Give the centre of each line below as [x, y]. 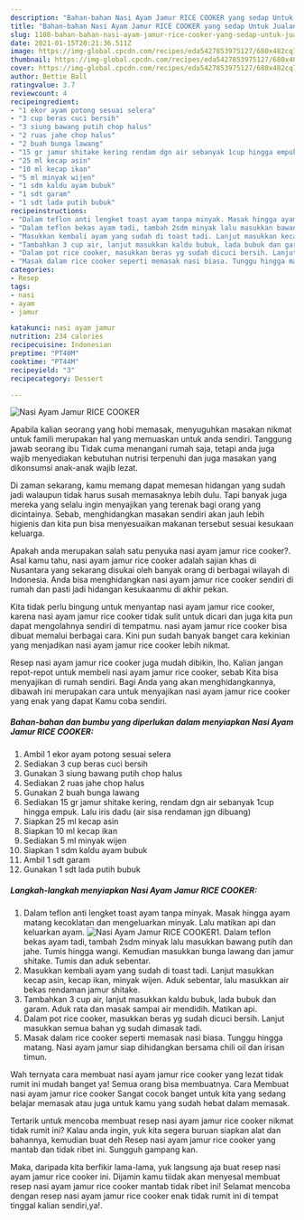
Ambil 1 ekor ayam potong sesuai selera [97, 755]
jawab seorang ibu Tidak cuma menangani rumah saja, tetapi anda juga [143, 449]
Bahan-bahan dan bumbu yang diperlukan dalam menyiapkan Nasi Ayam [152, 722]
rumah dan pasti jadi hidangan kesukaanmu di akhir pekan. [120, 589]
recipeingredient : [45, 102]
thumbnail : [31, 60]
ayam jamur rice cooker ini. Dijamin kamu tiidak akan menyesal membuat [145, 1177]
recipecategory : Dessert [57, 379]
